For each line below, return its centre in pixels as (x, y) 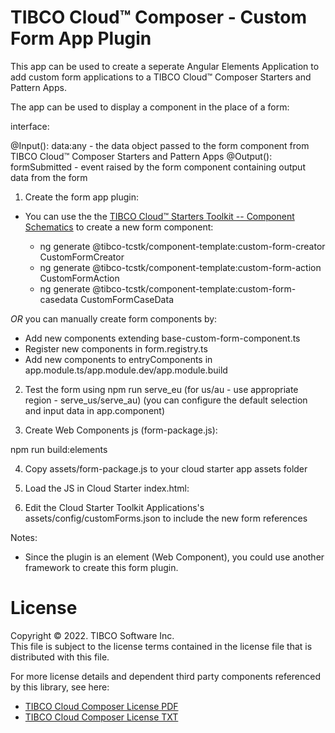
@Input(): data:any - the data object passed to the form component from (160, 145)
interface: (30, 126)
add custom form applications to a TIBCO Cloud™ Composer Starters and (161, 77)
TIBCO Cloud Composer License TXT (101, 717)
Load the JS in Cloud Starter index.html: (107, 488)
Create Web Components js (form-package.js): (121, 430)
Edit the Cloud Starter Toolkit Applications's (114, 507)
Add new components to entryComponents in (118, 359)
